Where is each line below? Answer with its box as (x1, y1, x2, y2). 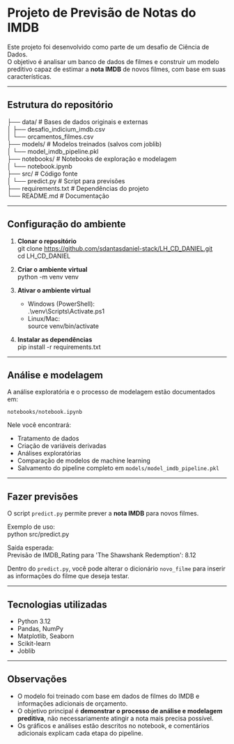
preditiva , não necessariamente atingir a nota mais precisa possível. (17, 714, 214, 722)
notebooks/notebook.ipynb (7, 409, 82, 416)
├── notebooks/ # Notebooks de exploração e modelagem (7, 155, 177, 163)
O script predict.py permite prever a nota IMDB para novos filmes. (7, 509, 199, 518)
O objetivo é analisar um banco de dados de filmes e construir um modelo (7, 57, 219, 65)
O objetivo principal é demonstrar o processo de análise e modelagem (17, 706, 223, 715)
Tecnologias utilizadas (7, 598, 107, 610)
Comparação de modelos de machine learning (17, 456, 151, 465)
